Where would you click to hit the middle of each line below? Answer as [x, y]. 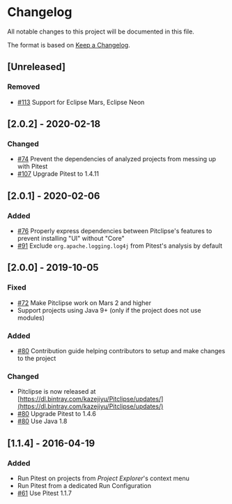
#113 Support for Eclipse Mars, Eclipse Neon [81, 102]
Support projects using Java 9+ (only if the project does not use [109, 310]
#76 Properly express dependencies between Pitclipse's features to [115, 231]
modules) [31, 318]
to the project [37, 358]
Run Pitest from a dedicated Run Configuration [84, 485]
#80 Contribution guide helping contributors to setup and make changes [121, 350]
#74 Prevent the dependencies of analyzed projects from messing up [117, 159]
